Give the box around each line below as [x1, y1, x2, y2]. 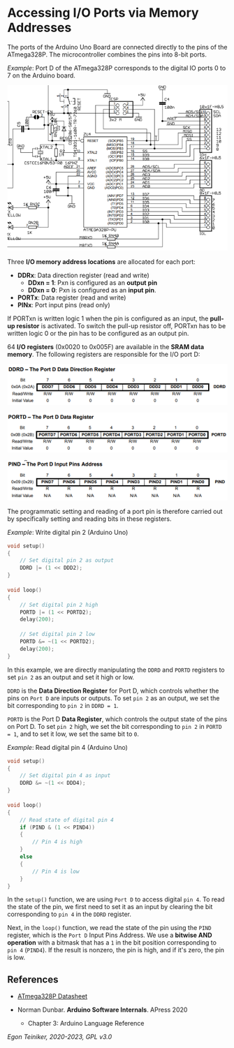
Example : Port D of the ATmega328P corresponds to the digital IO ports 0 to [7, 64, 226, 72]
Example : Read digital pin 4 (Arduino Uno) [7, 743, 128, 751]
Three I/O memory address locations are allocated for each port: [7, 258, 196, 266]
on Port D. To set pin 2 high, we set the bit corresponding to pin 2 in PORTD [7, 722, 222, 730]
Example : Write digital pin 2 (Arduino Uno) [7, 528, 129, 536]
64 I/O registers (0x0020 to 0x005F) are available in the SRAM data [7, 343, 205, 351]
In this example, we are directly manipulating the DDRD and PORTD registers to [7, 665, 225, 674]
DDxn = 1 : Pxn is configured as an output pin [27, 279, 158, 287]
